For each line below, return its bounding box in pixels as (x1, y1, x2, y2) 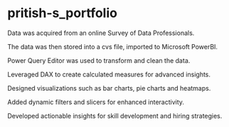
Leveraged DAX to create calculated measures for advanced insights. (7, 70, 211, 78)
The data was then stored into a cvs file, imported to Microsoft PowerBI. (7, 42, 218, 51)
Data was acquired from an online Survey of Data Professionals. (7, 29, 195, 37)
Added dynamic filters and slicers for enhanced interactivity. (7, 98, 185, 106)
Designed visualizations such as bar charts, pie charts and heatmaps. (7, 83, 211, 92)
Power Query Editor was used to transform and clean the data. (7, 56, 191, 65)
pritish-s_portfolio (7, 5, 117, 21)
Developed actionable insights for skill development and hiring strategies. (7, 111, 223, 120)
